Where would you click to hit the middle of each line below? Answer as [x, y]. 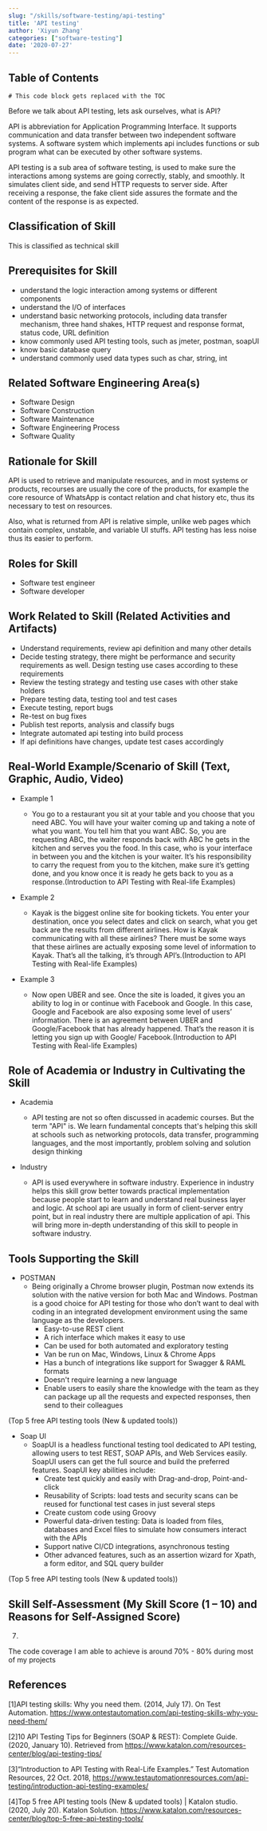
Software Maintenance [57, 419]
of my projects [32, 1660]
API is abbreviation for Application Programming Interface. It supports [123, 126]
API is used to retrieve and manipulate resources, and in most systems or [128, 481]
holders [32, 690]
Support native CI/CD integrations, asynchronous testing [136, 1547]
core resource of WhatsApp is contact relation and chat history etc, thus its [132, 498]
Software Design [47, 402]
